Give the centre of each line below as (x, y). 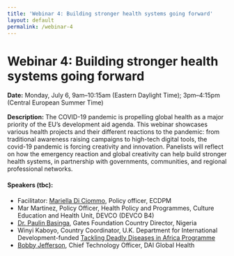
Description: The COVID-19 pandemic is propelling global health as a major (116, 117)
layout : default (31, 20)
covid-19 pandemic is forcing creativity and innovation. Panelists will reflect (116, 146)
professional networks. (40, 169)
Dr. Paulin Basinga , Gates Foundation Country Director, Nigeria (107, 223)
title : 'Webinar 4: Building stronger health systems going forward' (110, 14)
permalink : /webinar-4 (40, 27)
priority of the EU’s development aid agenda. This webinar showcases (107, 125)
